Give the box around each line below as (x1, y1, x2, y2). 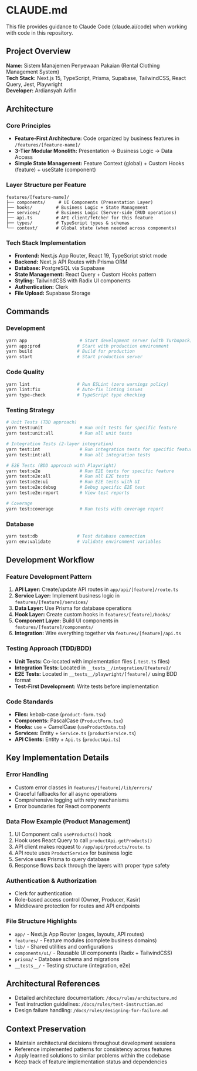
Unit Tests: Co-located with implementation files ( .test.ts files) (14, 658, 170, 665)
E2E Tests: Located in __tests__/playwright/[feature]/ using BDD (14, 670, 178, 677)
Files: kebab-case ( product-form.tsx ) (14, 711, 106, 718)
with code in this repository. (6, 29, 73, 36)
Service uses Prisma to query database (14, 856, 110, 862)
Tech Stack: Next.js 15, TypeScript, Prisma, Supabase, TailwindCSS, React (6, 74, 186, 81)
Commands (6, 306, 50, 316)
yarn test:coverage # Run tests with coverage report (6, 506, 164, 512)
